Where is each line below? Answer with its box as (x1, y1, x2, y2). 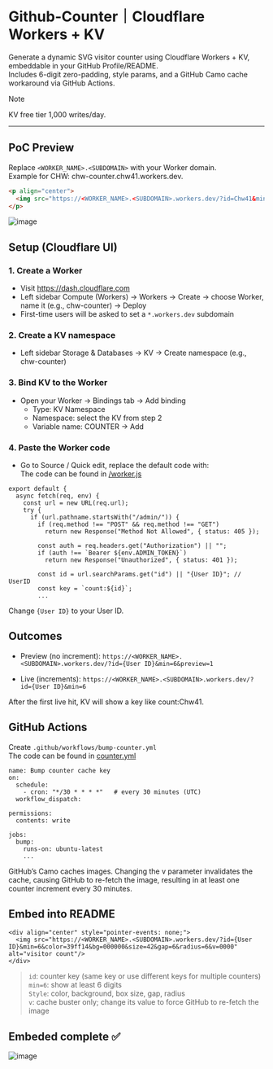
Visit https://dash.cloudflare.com (19, 283, 130, 293)
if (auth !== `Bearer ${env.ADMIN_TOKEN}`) (37, 549, 187, 557)
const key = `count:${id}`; (37, 584, 132, 593)
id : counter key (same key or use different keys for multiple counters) (28, 971, 262, 981)
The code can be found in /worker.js (19, 469, 142, 479)
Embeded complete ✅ (8, 1029, 121, 1043)
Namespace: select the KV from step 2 (32, 413, 162, 423)
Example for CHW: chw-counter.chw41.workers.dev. (8, 171, 184, 181)
